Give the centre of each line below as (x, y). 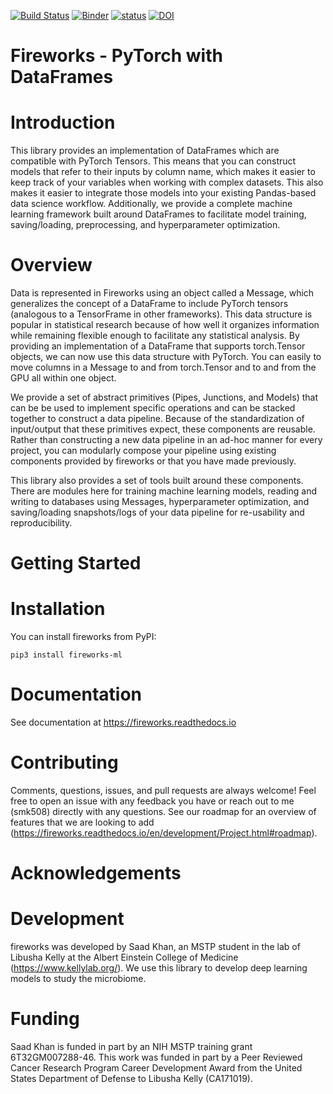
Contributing (64, 762)
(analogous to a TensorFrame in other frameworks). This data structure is (161, 314)
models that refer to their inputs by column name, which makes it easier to (163, 172)
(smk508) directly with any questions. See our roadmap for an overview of (163, 812)
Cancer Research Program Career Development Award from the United (156, 1068)
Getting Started (76, 563)
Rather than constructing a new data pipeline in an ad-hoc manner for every (166, 440)
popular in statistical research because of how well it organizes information (165, 325)
